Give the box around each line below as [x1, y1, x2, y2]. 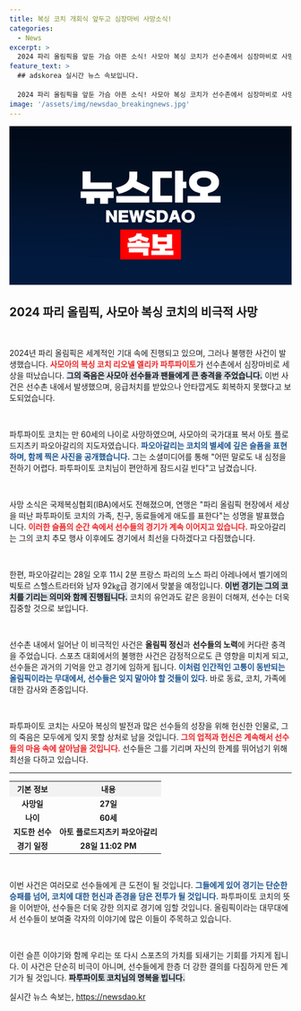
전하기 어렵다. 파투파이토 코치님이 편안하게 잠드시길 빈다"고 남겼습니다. [9, 462, 257, 473]
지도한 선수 [13, 826, 52, 838]
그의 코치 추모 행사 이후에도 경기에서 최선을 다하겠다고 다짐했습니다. [18, 532, 255, 543]
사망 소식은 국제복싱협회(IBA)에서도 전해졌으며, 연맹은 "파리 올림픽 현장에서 [9, 499, 273, 510]
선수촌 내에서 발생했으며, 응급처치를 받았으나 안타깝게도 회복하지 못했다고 [25, 381, 282, 392]
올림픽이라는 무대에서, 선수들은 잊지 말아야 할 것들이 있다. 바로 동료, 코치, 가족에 [9, 673, 287, 684]
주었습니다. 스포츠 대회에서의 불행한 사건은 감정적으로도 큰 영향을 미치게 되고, [18, 650, 289, 661]
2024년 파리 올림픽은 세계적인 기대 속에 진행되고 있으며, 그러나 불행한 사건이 [9, 347, 278, 358]
